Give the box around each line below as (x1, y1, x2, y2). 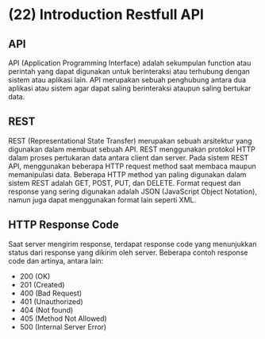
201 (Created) (19, 279, 65, 289)
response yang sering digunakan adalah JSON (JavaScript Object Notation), (8, 187, 258, 196)
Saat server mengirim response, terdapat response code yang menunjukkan (8, 239, 257, 248)
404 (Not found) (19, 305, 74, 314)
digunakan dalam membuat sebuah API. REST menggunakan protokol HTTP (8, 144, 256, 154)
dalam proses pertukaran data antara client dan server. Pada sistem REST (8, 152, 249, 162)
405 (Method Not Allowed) (19, 314, 107, 323)
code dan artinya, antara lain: (8, 256, 104, 265)
